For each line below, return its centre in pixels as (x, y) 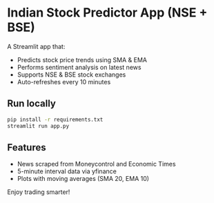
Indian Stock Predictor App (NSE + (107, 13)
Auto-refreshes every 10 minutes (64, 81)
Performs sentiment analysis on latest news (79, 67)
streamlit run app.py (38, 126)
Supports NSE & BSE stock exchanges (71, 75)
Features (27, 147)
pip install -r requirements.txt (55, 119)
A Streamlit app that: (36, 46)
